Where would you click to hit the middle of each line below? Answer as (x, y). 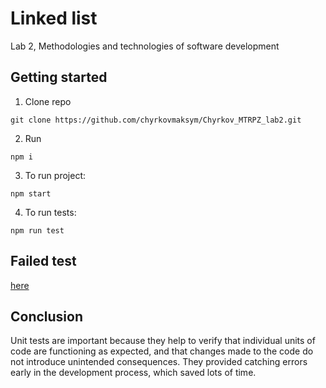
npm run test (37, 230)
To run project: (55, 175)
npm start (31, 193)
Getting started (59, 77)
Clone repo (48, 101)
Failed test (43, 261)
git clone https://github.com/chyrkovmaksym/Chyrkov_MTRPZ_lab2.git (156, 120)
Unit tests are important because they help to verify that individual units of (163, 341)
